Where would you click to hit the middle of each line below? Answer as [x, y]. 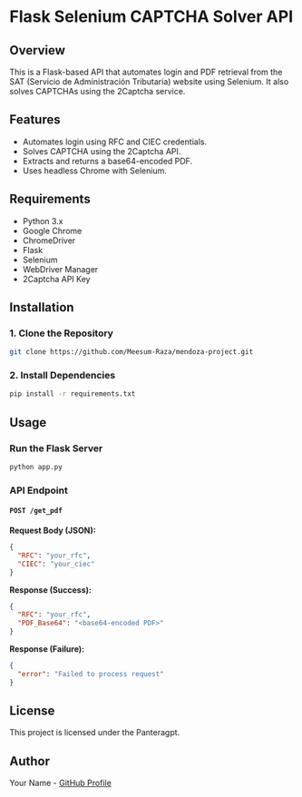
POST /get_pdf [36, 511]
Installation [42, 307]
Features [35, 120]
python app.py [36, 467]
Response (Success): [51, 590]
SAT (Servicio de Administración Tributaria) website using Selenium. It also [149, 82]
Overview [38, 50]
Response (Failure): [47, 649]
